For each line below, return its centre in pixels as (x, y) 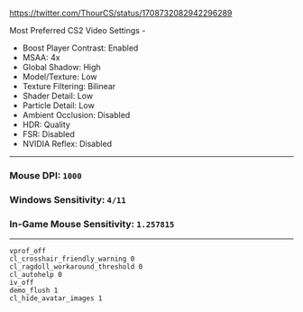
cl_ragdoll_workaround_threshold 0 (76, 267)
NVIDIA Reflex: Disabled (67, 144)
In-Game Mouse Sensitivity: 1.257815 (92, 224)
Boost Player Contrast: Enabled (80, 48)
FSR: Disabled (48, 134)
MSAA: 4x (41, 57)
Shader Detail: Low (57, 96)
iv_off (22, 283)
